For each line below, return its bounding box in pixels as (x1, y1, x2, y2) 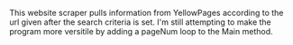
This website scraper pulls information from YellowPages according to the (9, 8, 284, 18)
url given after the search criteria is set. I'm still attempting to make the (9, 17, 272, 27)
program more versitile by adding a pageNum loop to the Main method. (9, 26, 273, 36)
